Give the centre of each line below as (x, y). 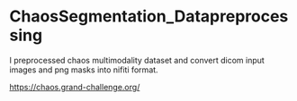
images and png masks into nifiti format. (84, 70)
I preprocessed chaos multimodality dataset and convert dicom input (137, 60)
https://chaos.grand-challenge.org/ (75, 87)
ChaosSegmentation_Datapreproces (149, 17)
